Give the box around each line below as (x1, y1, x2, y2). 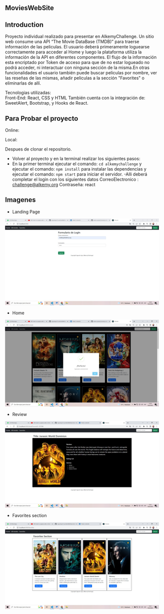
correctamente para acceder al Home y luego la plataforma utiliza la (5, 49, 142, 55)
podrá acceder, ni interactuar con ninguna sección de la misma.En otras (5, 65, 150, 70)
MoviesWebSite (5, 4, 54, 12)
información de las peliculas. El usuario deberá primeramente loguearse (5, 44, 150, 50)
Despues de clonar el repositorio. (5, 146, 72, 152)
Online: (5, 127, 20, 133)
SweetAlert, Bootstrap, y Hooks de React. (5, 100, 89, 106)
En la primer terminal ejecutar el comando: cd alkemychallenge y (12, 161, 142, 167)
